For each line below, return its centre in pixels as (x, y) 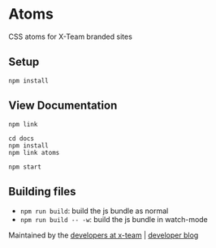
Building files (42, 191)
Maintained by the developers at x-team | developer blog (104, 235)
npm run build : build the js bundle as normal (94, 211)
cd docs (22, 139)
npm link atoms (34, 152)
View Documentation (63, 106)
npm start (25, 167)
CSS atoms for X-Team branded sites (70, 36)
